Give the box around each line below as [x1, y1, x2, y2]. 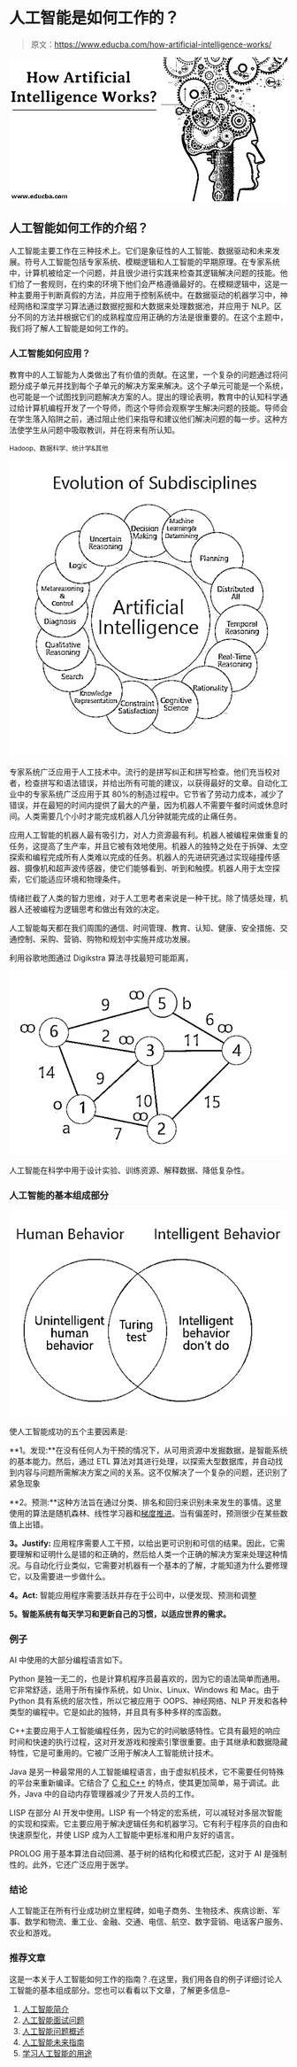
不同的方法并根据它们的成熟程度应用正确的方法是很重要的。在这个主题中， [16, 312, 288, 323]
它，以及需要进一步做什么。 [9, 1570, 110, 1581]
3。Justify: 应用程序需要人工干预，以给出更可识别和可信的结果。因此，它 [9, 1538, 278, 1548]
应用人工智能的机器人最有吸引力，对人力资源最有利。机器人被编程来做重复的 [9, 829, 288, 840]
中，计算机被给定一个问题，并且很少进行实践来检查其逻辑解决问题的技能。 [9, 267, 280, 279]
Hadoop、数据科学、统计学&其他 [9, 443, 109, 452]
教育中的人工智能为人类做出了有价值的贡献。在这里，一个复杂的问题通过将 [9, 369, 280, 380]
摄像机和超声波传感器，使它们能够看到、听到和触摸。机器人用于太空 [24, 862, 272, 873]
